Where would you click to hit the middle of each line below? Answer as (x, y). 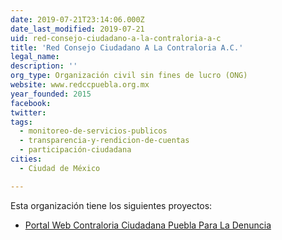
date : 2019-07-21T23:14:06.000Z (77, 19)
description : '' (44, 66)
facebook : (31, 103)
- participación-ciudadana (75, 150)
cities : (26, 159)
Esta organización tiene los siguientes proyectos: (111, 205)
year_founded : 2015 (51, 94)
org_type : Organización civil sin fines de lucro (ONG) (129, 76)
